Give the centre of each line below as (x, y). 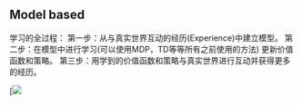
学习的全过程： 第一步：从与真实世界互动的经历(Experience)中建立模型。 (146, 38)
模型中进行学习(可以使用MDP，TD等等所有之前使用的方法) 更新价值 (167, 49)
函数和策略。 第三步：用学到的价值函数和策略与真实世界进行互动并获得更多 (150, 60)
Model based (47, 15)
